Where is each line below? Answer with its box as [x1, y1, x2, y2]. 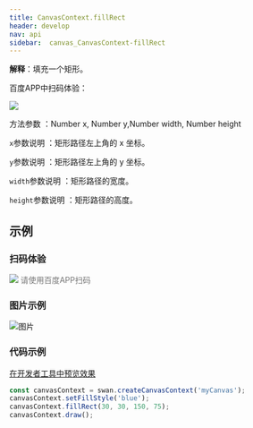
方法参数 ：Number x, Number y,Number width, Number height [9, 118, 241, 130]
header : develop [9, 21, 70, 30]
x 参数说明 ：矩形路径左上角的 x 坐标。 [9, 138, 150, 149]
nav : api [9, 30, 42, 39]
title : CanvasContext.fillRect [9, 13, 126, 22]
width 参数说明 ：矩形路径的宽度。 [9, 175, 134, 186]
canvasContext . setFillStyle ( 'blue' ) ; [9, 394, 150, 403]
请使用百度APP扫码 [20, 274, 91, 285]
